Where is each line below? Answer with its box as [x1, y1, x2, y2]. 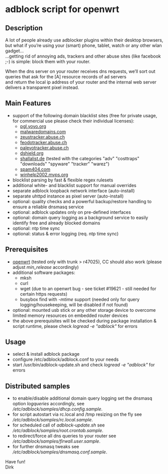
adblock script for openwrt [5, 4, 120, 15]
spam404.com [20, 166, 50, 172]
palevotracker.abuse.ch [20, 145, 69, 151]
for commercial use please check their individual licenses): [12, 118, 135, 124]
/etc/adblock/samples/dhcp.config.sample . [12, 406, 103, 412]
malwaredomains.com [20, 128, 66, 134]
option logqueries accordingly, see [12, 401, 85, 407]
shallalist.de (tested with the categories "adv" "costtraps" [20, 155, 140, 161]
